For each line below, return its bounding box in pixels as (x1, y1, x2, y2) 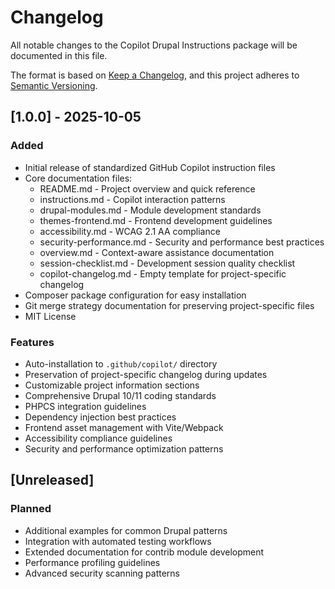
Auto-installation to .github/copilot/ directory (24, 357, 218, 370)
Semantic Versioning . (10, 79, 98, 91)
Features (10, 335, 55, 349)
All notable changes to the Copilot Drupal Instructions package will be (10, 39, 298, 51)
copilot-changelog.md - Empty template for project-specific (39, 267, 287, 280)
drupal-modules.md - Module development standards (39, 204, 262, 216)
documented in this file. (10, 49, 108, 61)
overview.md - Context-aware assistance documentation (39, 246, 275, 258)
